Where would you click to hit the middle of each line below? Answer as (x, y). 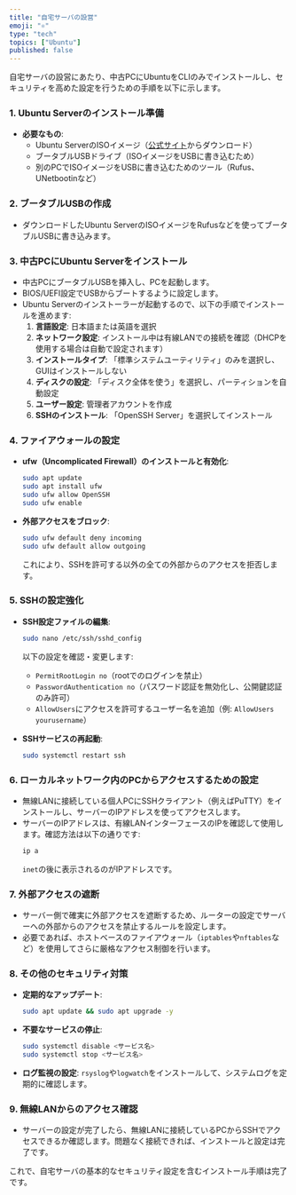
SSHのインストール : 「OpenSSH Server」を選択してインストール (154, 415)
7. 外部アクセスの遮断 (55, 894)
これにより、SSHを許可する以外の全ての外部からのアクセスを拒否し (146, 564)
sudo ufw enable (52, 503)
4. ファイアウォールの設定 (65, 440)
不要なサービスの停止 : (62, 1030)
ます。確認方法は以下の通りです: (81, 834)
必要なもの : (43, 134)
